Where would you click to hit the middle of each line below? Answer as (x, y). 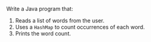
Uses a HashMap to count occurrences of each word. (80, 27)
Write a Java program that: (40, 9)
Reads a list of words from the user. (60, 20)
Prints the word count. (43, 33)
